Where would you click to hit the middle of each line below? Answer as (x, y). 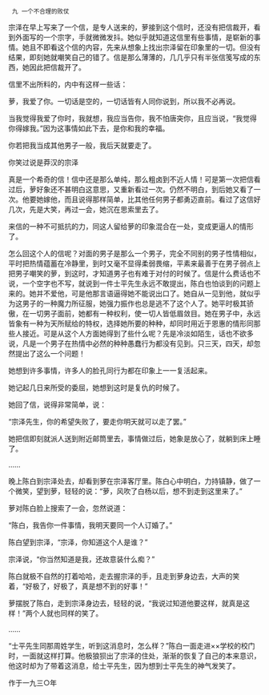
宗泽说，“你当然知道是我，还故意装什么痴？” (82, 559)
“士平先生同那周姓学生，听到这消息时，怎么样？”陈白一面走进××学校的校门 (132, 646)
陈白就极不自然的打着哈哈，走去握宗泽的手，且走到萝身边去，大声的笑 (124, 576)
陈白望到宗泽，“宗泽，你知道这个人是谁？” (78, 542)
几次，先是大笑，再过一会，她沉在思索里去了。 (85, 209)
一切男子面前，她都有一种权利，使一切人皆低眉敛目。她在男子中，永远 (145, 313)
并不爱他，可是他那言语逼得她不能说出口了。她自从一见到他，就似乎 (148, 293)
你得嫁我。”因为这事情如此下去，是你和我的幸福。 (89, 128)
